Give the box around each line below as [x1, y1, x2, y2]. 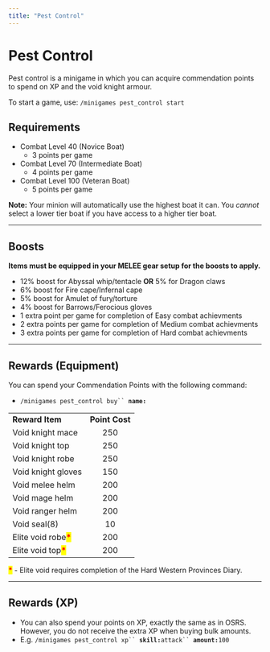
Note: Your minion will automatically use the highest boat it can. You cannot [8, 200, 260, 210]
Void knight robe [12, 453, 75, 464]
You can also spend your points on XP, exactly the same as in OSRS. [19, 617, 247, 627]
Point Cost [89, 414, 131, 425]
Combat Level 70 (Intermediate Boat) [19, 159, 143, 169]
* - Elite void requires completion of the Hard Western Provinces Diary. [8, 565, 243, 575]
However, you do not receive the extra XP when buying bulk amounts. [19, 625, 252, 636]
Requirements [8, 120, 80, 134]
